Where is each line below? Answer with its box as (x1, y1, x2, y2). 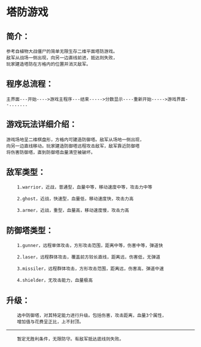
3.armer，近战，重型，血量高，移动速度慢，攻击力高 (17, 208, 130, 214)
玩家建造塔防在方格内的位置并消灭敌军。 (6, 61, 91, 67)
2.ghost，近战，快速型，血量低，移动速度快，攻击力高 (17, 196, 134, 202)
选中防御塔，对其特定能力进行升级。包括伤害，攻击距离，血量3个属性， (17, 312, 167, 319)
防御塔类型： (6, 225, 54, 235)
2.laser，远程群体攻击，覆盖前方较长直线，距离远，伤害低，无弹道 (17, 254, 160, 260)
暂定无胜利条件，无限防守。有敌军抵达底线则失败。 (17, 336, 124, 342)
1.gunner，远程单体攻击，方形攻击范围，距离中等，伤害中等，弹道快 (17, 243, 163, 249)
